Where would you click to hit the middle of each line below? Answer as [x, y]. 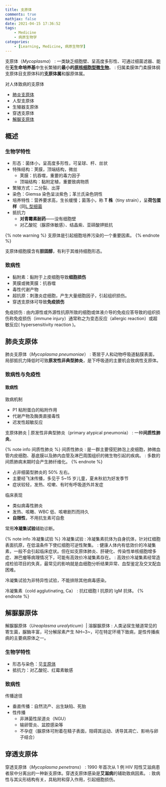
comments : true [21, 14]
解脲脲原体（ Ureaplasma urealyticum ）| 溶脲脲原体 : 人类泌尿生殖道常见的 [81, 626]
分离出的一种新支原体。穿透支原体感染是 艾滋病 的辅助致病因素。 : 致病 [89, 773]
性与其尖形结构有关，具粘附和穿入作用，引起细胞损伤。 [61, 779]
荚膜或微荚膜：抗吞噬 [34, 283]
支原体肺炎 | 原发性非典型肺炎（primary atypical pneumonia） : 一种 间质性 [81, 432]
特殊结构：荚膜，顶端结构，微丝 [45, 169]
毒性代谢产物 [25, 289]
